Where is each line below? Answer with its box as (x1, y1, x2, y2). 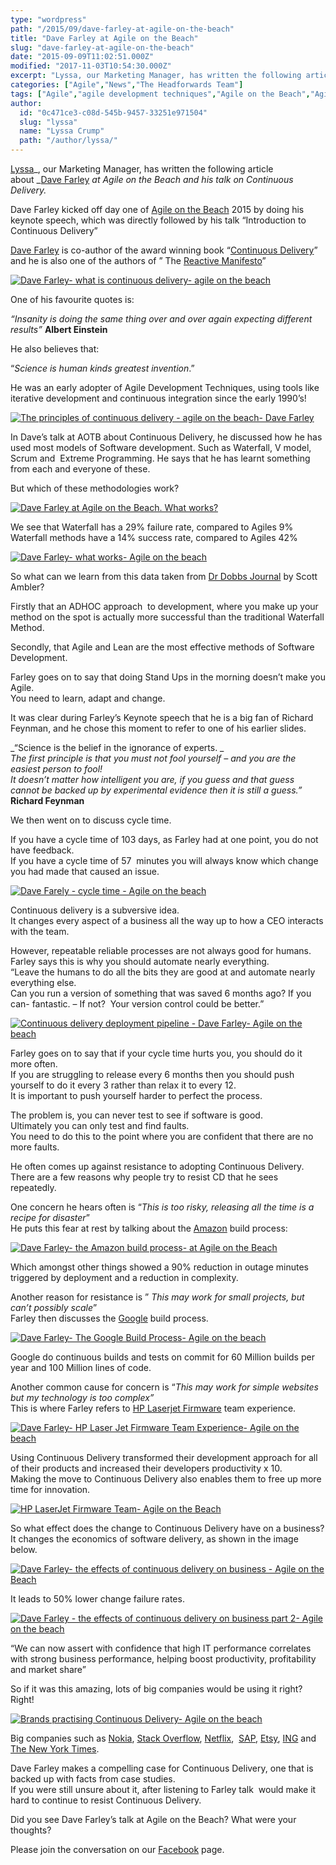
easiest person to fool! (10, 763, 103, 775)
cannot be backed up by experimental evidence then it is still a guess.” (10, 784, 303, 796)
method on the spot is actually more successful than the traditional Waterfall (10, 611, 325, 623)
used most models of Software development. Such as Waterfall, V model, (10, 442, 312, 453)
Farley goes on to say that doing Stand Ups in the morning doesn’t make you (10, 671, 326, 683)
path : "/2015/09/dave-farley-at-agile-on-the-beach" (10, 24, 235, 34)
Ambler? (10, 581, 45, 593)
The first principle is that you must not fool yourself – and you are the (10, 752, 297, 764)
